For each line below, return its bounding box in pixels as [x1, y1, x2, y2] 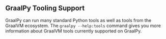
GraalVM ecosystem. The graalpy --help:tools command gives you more [5, 22, 161, 28]
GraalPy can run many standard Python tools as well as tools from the [5, 17, 152, 23]
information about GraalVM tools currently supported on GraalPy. [5, 27, 142, 34]
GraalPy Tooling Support [5, 4, 85, 12]
